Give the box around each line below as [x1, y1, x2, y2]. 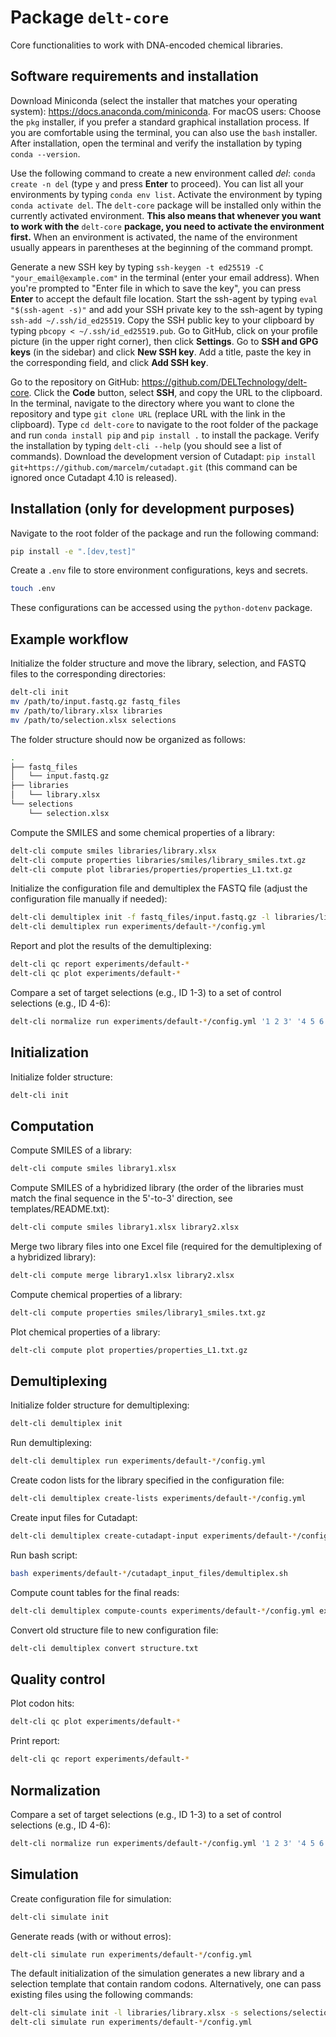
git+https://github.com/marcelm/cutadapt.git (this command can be [10, 461, 298, 473]
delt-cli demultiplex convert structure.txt [10, 1643, 199, 1653]
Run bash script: [10, 1549, 78, 1561]
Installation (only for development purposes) [10, 501, 295, 518]
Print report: [10, 1735, 60, 1747]
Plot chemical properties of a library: [10, 1326, 161, 1338]
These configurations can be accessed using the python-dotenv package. [10, 602, 313, 614]
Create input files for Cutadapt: [10, 1512, 138, 1524]
